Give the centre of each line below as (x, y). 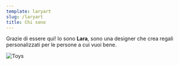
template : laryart (29, 11)
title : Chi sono (26, 22)
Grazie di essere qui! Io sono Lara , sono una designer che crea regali (90, 39)
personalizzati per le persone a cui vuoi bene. (62, 45)
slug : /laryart (25, 17)
